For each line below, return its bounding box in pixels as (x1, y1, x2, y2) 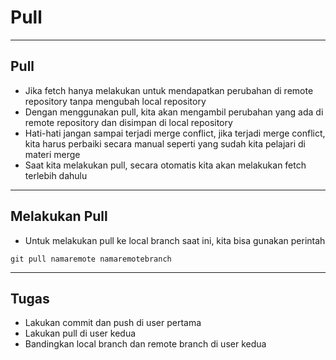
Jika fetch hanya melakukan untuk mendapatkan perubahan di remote (24, 84, 314, 96)
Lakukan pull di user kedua (24, 327, 137, 340)
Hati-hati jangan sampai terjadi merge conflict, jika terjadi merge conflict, (24, 127, 326, 139)
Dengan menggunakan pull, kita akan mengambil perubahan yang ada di (24, 106, 324, 118)
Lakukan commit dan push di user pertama (24, 317, 202, 329)
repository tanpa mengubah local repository (24, 95, 207, 107)
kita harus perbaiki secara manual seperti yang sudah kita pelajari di (24, 137, 306, 150)
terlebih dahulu (24, 169, 88, 181)
